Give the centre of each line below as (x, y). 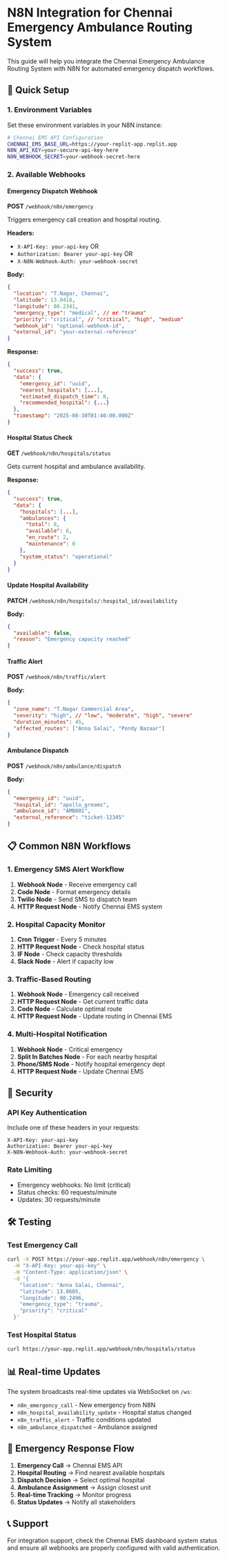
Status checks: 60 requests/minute (67, 1192)
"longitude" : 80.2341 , (46, 306)
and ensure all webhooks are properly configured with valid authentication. (114, 1547)
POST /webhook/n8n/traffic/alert (57, 677)
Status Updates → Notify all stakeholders (76, 1502)
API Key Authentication (47, 1112)
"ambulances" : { (43, 518)
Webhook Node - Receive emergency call (77, 884)
